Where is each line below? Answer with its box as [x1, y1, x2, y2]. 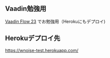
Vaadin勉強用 [5, 4, 47, 13]
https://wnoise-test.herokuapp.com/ [5, 47, 79, 53]
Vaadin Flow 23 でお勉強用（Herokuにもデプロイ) [5, 19, 106, 24]
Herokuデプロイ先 [5, 34, 60, 42]
